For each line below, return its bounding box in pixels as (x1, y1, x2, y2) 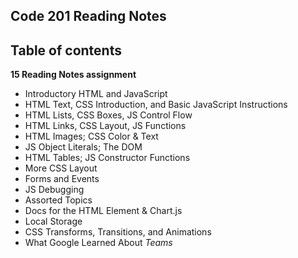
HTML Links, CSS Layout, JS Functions (24, 120, 187, 132)
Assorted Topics (24, 194, 93, 206)
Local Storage (24, 215, 83, 228)
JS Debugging (24, 184, 85, 196)
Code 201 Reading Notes (10, 8, 167, 25)
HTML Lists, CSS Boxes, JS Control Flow (24, 109, 193, 121)
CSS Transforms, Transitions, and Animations (24, 226, 212, 238)
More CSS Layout (24, 162, 98, 174)
